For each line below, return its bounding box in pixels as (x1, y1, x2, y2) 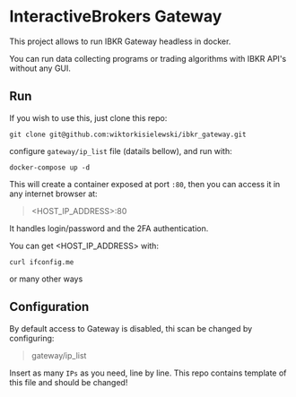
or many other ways (9, 273, 83, 284)
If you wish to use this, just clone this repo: (9, 112, 168, 123)
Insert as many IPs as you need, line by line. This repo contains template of (9, 367, 287, 378)
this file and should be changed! (9, 376, 128, 387)
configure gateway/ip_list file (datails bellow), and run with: (9, 145, 232, 156)
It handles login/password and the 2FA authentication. (9, 222, 209, 234)
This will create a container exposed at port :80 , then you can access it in (9, 178, 281, 189)
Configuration (9, 299, 90, 315)
